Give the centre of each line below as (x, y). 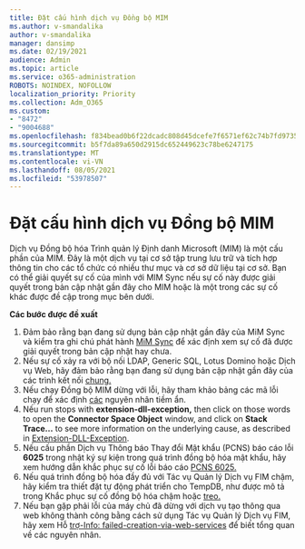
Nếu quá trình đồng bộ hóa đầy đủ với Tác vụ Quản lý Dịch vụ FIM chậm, (158, 477)
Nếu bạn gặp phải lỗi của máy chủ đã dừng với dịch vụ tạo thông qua (152, 506)
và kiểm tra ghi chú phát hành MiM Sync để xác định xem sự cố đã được (157, 342)
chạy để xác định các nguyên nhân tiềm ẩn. (104, 400)
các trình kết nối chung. (67, 380)
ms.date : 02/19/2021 (49, 52)
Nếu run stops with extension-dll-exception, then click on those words (156, 409)
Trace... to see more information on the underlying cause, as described (156, 429)
